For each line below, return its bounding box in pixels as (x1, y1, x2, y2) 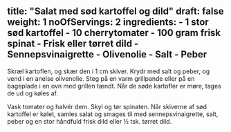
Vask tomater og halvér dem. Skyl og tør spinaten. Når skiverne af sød (7, 102, 207, 111)
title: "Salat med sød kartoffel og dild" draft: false (7, 6, 224, 17)
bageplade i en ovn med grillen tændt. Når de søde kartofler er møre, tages (7, 82, 221, 90)
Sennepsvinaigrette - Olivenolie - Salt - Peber (7, 48, 207, 61)
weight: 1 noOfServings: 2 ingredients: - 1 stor (7, 17, 209, 28)
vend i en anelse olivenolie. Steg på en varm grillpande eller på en (7, 74, 195, 82)
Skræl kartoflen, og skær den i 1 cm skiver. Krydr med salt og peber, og (7, 67, 210, 75)
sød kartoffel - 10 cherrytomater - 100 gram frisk (7, 27, 221, 39)
